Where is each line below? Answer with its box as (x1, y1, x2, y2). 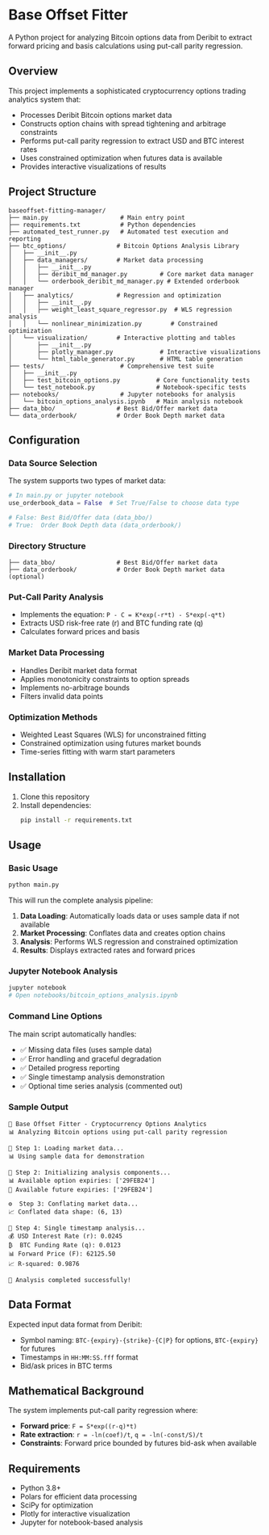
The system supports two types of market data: (8, 476, 167, 486)
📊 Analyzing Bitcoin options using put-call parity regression (8, 1128, 228, 1136)
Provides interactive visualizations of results (19, 162, 167, 171)
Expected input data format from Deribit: (8, 1319, 143, 1329)
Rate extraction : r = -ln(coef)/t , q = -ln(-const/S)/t (19, 1430, 204, 1440)
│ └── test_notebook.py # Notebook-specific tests (8, 383, 247, 391)
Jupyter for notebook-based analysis (19, 1517, 143, 1528)
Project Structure (8, 185, 97, 199)
